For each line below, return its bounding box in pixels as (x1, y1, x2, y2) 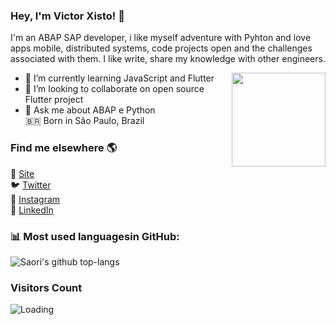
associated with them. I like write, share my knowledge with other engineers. (10, 53, 326, 65)
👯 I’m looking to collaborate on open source (24, 83, 205, 95)
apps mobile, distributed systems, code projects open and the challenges (10, 42, 313, 54)
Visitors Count (10, 280, 83, 294)
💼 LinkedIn (10, 204, 54, 216)
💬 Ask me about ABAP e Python (24, 104, 156, 116)
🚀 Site (10, 167, 35, 179)
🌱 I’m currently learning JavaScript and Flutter (24, 72, 215, 84)
